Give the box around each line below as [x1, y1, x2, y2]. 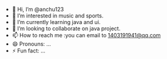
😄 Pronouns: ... [12, 40, 52, 48]
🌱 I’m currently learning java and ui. [12, 19, 101, 25]
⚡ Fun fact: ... [12, 47, 46, 54]
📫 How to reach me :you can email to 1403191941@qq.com [12, 32, 161, 39]
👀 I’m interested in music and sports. [12, 12, 104, 19]
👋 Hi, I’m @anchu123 [12, 6, 64, 13]
